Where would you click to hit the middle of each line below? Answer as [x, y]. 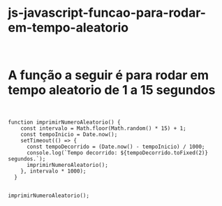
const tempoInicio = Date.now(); [69, 134]
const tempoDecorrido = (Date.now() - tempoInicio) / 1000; [116, 147]
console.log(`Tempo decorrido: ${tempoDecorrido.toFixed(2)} [117, 153]
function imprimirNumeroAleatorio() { [64, 122]
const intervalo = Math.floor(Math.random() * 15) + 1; [104, 128]
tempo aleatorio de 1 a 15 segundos [112, 90]
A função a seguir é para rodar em [108, 75]
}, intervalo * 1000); [53, 171]
